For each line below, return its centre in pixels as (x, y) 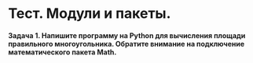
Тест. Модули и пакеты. (90, 14)
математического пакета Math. (62, 52)
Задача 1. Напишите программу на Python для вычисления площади (127, 35)
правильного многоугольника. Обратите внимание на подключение (126, 44)
